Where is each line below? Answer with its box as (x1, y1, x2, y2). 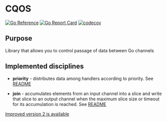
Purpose (5, 34, 33, 43)
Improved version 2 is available (5, 111, 69, 117)
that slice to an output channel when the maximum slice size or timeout (12, 96, 159, 102)
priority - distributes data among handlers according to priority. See (12, 75, 154, 81)
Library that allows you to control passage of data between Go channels (5, 47, 154, 53)
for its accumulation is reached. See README (12, 101, 107, 107)
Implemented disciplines (5, 62, 84, 71)
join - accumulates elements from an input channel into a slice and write (12, 90, 162, 96)
